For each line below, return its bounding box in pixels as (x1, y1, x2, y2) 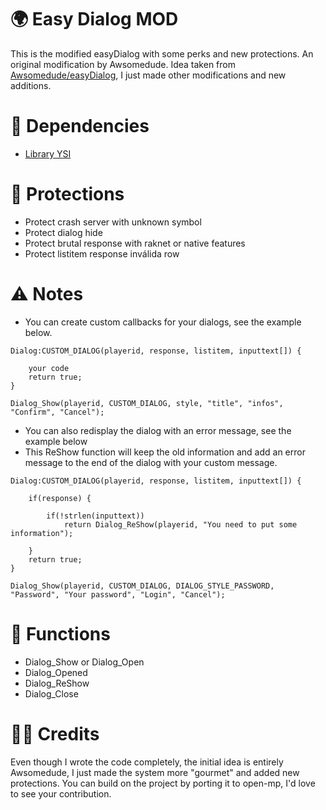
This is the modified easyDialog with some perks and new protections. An (10, 47, 314, 60)
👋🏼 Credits (10, 722, 100, 745)
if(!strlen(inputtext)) (46, 511, 145, 521)
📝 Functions (10, 622, 111, 645)
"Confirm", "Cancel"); (10, 407, 105, 417)
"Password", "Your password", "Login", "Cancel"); (10, 589, 226, 600)
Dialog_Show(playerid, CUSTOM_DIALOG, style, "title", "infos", (10, 398, 284, 408)
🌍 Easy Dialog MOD (10, 8, 179, 31)
